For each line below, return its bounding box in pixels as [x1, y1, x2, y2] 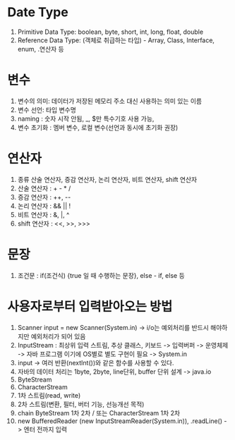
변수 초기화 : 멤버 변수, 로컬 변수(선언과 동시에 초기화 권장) [17, 123, 179, 131]
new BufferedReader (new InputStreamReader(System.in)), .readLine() [17, 417, 223, 425]
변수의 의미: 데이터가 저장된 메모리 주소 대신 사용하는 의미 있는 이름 [17, 97, 203, 105]
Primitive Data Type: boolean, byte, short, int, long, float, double [17, 28, 203, 36]
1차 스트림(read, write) [17, 391, 81, 399]
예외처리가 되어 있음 [30, 332, 86, 341]
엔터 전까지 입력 [23, 424, 68, 434]
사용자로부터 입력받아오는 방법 [7, 298, 173, 314]
